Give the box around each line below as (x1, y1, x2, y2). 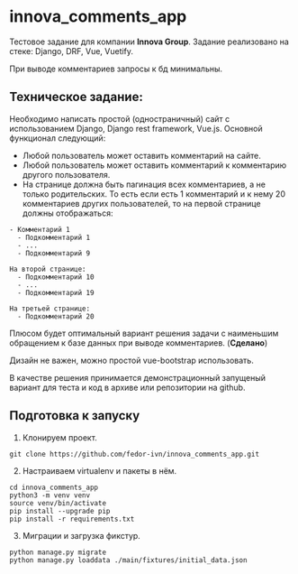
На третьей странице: (9, 304, 91, 313)
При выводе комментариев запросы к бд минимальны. (9, 63, 223, 74)
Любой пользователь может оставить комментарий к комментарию (22, 160, 287, 171)
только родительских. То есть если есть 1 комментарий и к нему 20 (22, 188, 286, 199)
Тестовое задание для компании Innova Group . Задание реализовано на (9, 36, 290, 47)
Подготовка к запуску (9, 408, 140, 423)
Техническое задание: (9, 89, 144, 105)
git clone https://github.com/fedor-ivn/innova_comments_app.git (9, 449, 259, 458)
